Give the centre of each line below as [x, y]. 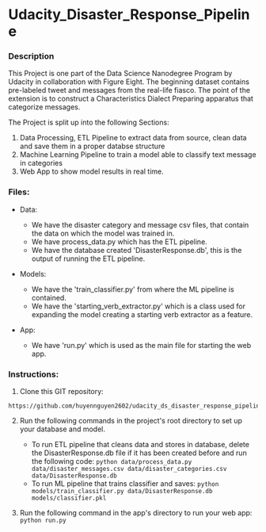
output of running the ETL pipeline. [88, 258]
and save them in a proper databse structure [92, 146]
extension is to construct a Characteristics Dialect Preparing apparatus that [131, 99]
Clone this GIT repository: [62, 392]
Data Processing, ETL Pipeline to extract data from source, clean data [133, 138]
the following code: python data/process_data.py [112, 461]
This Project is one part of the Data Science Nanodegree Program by [120, 74]
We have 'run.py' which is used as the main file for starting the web [141, 345]
